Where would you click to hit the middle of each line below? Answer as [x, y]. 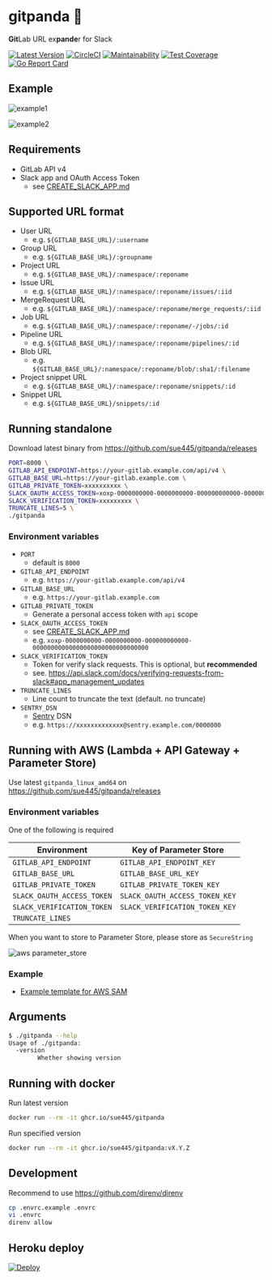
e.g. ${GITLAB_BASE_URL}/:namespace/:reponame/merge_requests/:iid [147, 309]
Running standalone [60, 429]
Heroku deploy [47, 1248]
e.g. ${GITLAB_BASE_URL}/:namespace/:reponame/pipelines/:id [136, 343]
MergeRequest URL [53, 300]
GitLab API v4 [43, 169]
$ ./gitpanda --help [43, 1035]
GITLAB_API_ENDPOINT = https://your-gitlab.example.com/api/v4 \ [117, 471]
